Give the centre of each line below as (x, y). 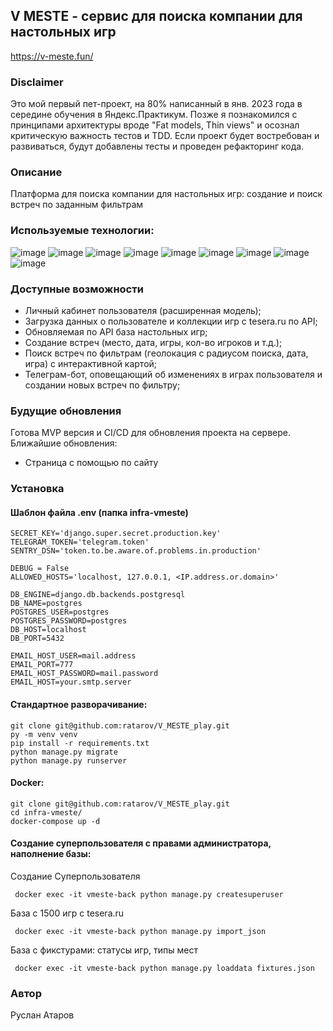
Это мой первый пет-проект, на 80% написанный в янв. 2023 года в (156, 104)
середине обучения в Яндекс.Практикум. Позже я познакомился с (154, 115)
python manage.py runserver (69, 760)
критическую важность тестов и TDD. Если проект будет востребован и (165, 136)
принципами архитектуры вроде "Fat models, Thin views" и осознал (155, 125)
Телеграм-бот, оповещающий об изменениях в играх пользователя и (173, 374)
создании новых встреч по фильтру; (102, 385)
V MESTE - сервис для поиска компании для (156, 16)
